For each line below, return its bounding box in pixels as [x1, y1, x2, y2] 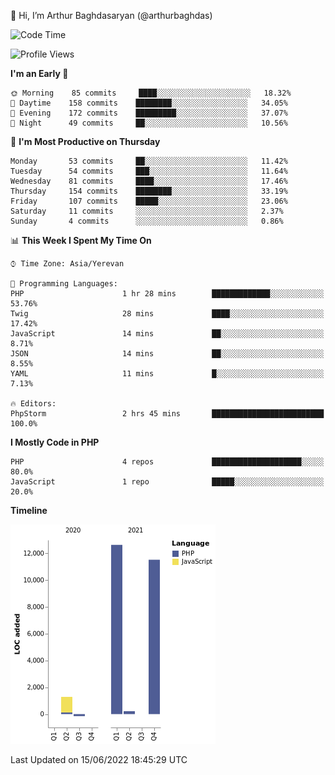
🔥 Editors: [10, 399, 57, 409]
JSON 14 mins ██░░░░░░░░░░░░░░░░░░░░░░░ [10, 349, 325, 359]
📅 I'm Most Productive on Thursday [10, 136, 161, 147]
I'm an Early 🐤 [10, 68, 69, 79]
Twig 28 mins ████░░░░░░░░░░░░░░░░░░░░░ [10, 309, 325, 319]
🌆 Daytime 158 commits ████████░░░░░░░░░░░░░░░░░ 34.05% [10, 98, 288, 108]
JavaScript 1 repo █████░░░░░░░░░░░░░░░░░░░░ [10, 477, 325, 487]
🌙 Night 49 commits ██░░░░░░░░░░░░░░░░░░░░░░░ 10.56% [10, 118, 288, 128]
